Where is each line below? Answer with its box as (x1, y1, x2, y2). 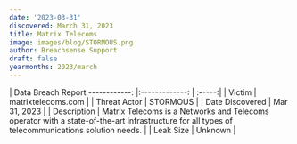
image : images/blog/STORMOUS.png (9, 37, 134, 47)
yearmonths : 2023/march (9, 63, 98, 72)
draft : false (9, 54, 58, 63)
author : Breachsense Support (9, 46, 118, 55)
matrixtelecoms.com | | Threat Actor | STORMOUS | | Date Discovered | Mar (9, 96, 288, 107)
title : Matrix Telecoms (9, 29, 98, 38)
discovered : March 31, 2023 (9, 21, 114, 30)
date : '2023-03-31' (9, 12, 82, 22)
